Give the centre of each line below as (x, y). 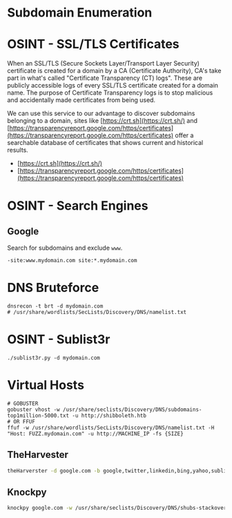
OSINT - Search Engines (78, 206)
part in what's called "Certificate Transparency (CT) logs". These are (105, 78)
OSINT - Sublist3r (59, 340)
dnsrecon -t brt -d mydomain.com (55, 306)
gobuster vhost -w (33, 409)
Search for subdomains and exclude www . (65, 248)
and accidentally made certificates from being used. (81, 100)
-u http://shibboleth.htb (109, 415)
